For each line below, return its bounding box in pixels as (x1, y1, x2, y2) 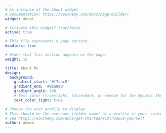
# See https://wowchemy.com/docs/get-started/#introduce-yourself (5, 116, 145, 121)
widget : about (5, 16, 35, 21)
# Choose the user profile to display (5, 106, 85, 111)
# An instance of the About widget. (5, 7, 81, 12)
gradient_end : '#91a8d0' (14, 84, 65, 89)
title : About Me (5, 66, 39, 70)
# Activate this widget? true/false (5, 25, 81, 30)
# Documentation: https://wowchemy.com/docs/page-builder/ (5, 12, 129, 17)
